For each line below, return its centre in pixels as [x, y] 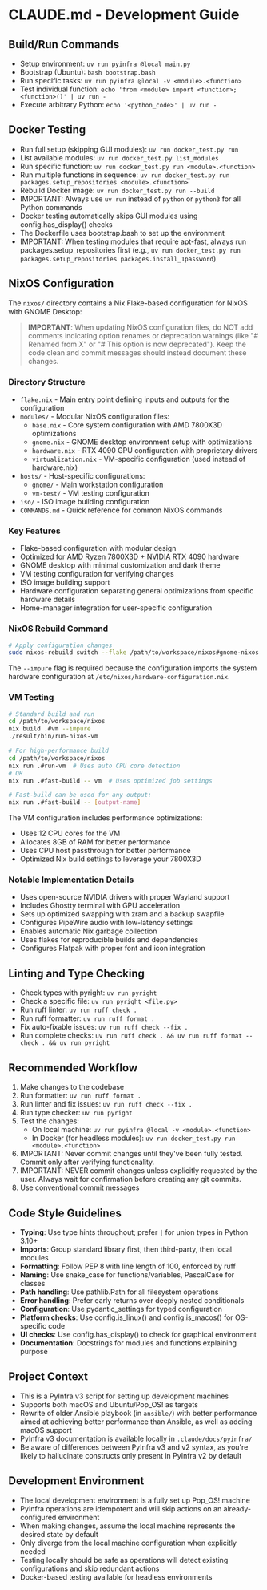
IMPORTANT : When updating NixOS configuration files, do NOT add [140, 327]
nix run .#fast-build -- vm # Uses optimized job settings [111, 781]
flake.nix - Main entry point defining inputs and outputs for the [125, 399]
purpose [34, 1351]
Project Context [48, 1377]
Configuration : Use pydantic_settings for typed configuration [121, 1309]
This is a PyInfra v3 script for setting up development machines [124, 1396]
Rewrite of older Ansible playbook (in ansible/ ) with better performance [138, 1413]
